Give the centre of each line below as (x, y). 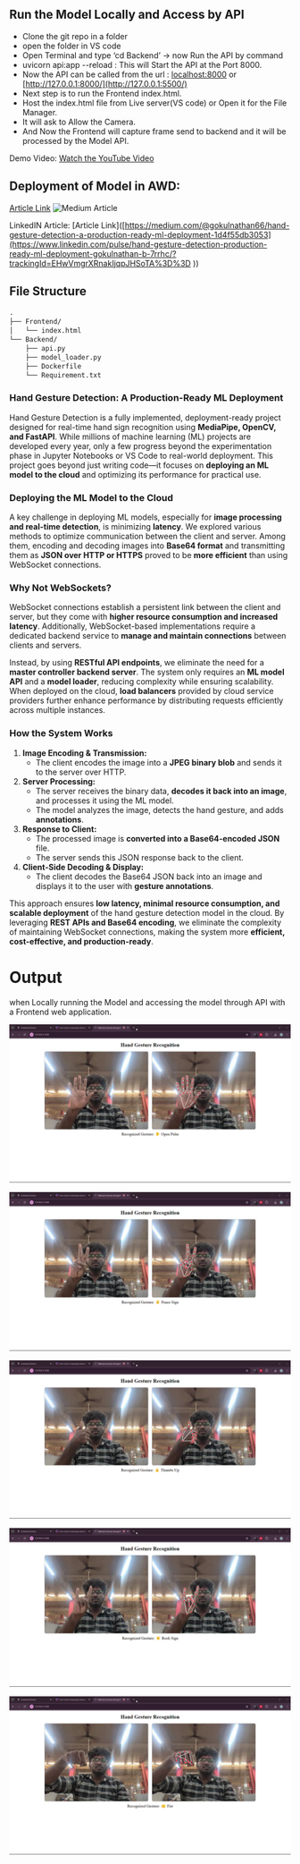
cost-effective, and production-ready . (81, 941)
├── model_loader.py (63, 358)
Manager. (40, 112)
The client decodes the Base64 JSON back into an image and (149, 877)
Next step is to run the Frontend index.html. (102, 93)
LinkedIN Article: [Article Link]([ (67, 225)
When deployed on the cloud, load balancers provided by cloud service (142, 691)
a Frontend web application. (61, 1012)
